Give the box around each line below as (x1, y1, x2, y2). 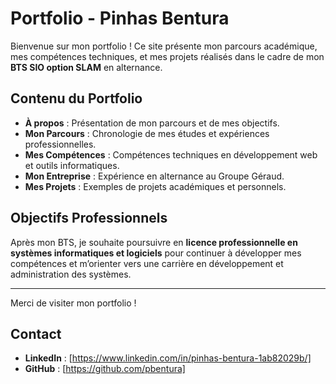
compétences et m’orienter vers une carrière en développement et (10, 257, 284, 269)
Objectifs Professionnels (10, 210, 168, 227)
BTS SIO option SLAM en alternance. (10, 61, 163, 73)
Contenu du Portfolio (10, 90, 143, 107)
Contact (10, 325, 62, 342)
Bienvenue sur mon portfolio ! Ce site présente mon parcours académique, (10, 40, 318, 52)
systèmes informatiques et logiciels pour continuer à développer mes (10, 247, 302, 259)
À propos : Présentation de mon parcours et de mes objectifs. (24, 117, 280, 129)
